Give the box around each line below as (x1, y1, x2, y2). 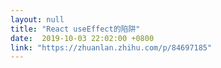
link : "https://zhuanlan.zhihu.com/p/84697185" (10, 42, 213, 53)
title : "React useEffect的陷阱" (10, 24, 141, 34)
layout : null (10, 14, 65, 25)
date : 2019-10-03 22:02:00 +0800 (10, 33, 155, 43)
